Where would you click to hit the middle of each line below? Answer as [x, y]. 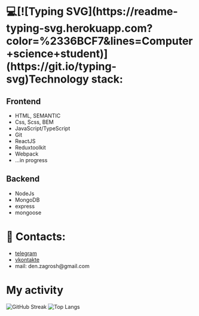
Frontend [24, 101]
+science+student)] [57, 54]
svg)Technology [48, 79]
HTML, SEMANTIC [38, 116]
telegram [26, 253]
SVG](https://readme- [122, 12]
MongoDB [27, 200]
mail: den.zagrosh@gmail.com [52, 266]
